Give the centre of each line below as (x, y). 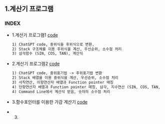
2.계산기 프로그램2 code (36, 64)
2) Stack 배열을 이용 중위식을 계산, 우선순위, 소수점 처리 (65, 78)
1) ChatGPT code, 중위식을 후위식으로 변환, (53, 44)
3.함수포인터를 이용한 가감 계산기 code (50, 102)
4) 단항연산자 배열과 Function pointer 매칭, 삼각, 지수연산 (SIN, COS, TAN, (86, 87)
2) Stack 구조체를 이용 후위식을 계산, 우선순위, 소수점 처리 (67, 49)
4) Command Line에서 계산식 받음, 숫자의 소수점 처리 (61, 92)
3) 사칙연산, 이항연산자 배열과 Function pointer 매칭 (63, 83)
